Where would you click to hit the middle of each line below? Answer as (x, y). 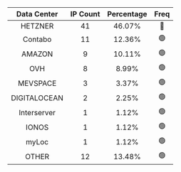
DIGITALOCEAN (37, 97)
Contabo (37, 39)
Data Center (37, 14)
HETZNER (37, 26)
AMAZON (37, 54)
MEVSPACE (37, 83)
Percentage (127, 14)
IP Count (85, 14)
